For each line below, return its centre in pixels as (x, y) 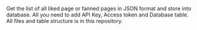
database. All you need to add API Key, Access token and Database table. (97, 15)
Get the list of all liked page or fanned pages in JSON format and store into (99, 9)
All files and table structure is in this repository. (65, 21)
